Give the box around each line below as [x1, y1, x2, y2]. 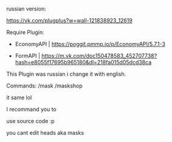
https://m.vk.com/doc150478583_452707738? [41, 52, 157, 59]
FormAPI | [15, 52, 41, 59]
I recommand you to [6, 106, 57, 113]
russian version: [6, 5, 47, 12]
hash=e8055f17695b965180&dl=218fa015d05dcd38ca [15, 59, 152, 66]
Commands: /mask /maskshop [6, 82, 83, 89]
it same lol [6, 94, 32, 101]
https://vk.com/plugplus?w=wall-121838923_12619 [6, 17, 132, 24]
